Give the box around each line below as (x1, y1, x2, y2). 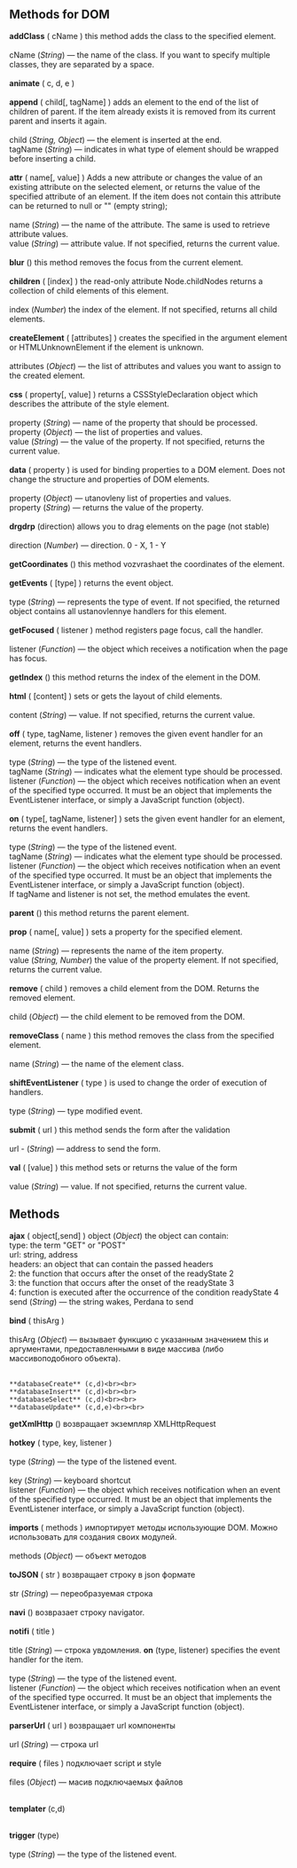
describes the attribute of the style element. (9, 398, 170, 409)
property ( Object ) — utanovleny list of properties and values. (9, 493, 232, 503)
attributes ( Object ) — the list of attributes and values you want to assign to (9, 360, 282, 371)
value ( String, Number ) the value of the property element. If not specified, (9, 954, 279, 966)
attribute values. (9, 228, 69, 239)
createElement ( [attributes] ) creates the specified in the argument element (9, 332, 288, 343)
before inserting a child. (9, 153, 96, 163)
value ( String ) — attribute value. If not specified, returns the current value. (9, 238, 280, 248)
